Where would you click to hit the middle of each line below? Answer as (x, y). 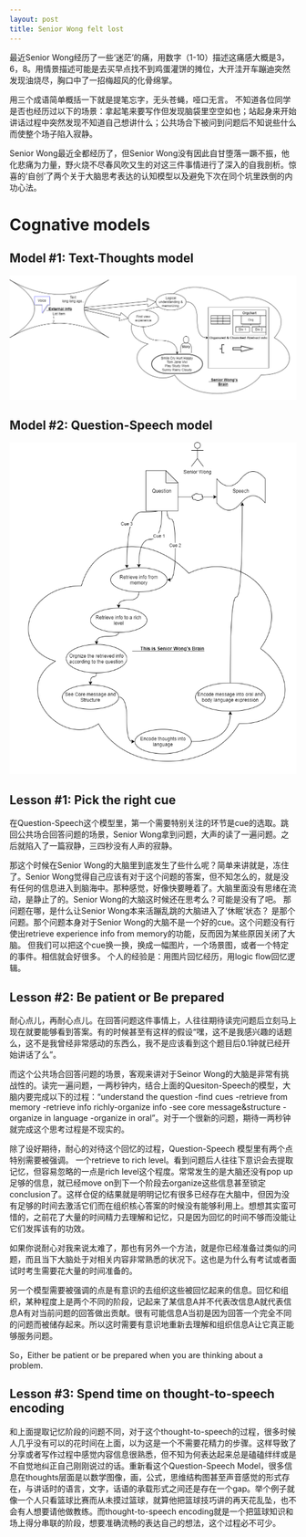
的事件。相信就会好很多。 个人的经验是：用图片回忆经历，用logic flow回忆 (148, 957)
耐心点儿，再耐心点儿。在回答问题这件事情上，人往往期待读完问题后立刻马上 (153, 1020)
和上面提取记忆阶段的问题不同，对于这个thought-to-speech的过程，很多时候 (153, 1431)
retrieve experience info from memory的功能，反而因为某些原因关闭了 (156, 934)
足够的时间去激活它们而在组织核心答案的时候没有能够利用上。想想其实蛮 (153, 1206)
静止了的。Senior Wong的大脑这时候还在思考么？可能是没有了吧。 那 (162, 900)
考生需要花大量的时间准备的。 (81, 1270)
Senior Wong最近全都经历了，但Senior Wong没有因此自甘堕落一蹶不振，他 (149, 153)
